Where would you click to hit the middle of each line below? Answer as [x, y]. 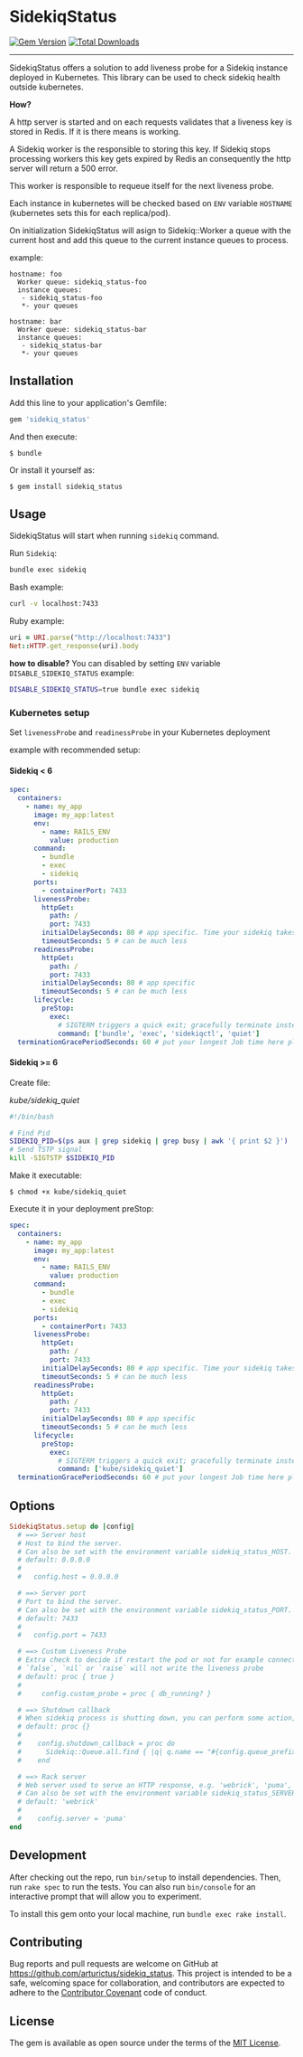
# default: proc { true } [66, 1676]
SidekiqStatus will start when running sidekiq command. [115, 536]
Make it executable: [46, 1175]
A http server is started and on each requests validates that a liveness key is [151, 122]
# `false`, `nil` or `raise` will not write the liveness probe [141, 1669]
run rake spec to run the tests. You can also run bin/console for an [133, 1886]
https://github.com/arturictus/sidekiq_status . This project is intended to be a [151, 1974]
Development [48, 1855]
